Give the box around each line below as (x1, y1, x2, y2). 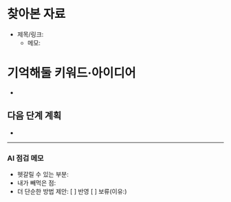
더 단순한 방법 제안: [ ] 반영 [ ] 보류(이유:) (16, 187, 127, 195)
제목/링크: (16, 30, 44, 38)
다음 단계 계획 (7, 110, 62, 122)
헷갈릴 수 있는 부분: (16, 170, 69, 178)
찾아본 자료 (7, 6, 66, 22)
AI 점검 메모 (7, 153, 44, 163)
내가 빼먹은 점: (16, 179, 56, 187)
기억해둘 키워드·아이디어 (7, 66, 136, 81)
